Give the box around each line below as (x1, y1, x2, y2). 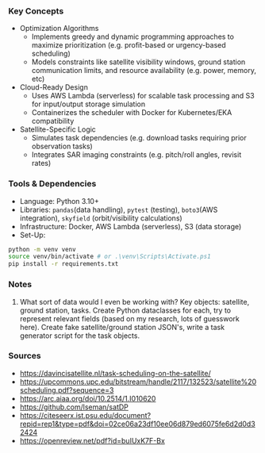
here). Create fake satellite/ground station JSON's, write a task (19, 322, 225, 332)
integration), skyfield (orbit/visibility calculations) (19, 213, 182, 223)
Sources (8, 351, 41, 362)
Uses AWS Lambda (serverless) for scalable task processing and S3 (31, 91, 255, 101)
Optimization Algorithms (19, 24, 99, 33)
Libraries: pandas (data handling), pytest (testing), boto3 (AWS (19, 205, 218, 214)
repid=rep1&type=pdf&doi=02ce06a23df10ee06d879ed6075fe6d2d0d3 (19, 419, 255, 428)
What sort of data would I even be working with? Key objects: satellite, (19, 297, 250, 306)
